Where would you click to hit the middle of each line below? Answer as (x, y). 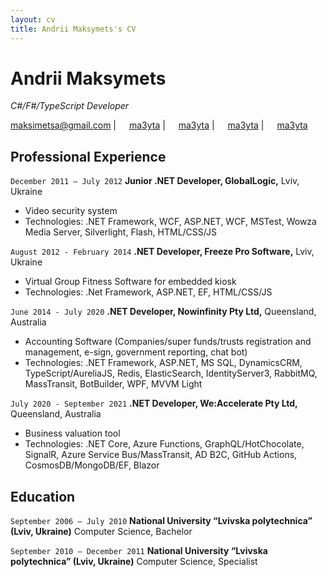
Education (43, 496)
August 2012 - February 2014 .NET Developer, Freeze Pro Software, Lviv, (162, 252)
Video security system (71, 211)
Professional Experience (88, 156)
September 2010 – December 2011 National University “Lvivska (139, 551)
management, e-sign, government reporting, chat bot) (136, 352)
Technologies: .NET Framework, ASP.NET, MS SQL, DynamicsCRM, (163, 363)
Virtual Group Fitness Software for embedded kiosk (130, 282)
